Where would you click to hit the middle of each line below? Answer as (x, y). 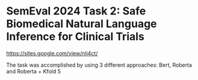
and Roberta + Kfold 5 (34, 71)
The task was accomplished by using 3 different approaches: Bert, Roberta (99, 65)
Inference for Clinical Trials (75, 37)
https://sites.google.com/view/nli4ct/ (52, 53)
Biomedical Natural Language (82, 24)
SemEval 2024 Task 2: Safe (76, 11)
